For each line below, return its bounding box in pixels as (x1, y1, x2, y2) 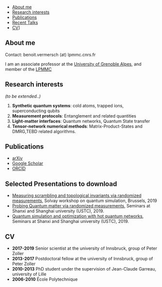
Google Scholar (12, 160, 44, 167)
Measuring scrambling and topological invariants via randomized (12, 193, 142, 199)
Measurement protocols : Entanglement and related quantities (12, 113, 137, 118)
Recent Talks (12, 19, 38, 25)
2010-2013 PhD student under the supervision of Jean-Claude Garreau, (12, 266, 157, 272)
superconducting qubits (12, 108, 60, 114)
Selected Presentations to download (5, 180, 117, 188)
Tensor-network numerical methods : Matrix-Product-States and (12, 123, 143, 129)
